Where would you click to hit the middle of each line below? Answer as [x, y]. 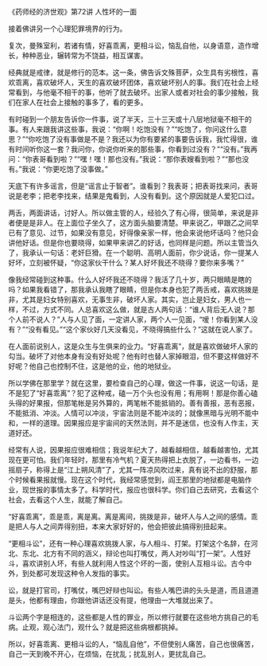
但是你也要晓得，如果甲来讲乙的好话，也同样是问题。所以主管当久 [151, 243]
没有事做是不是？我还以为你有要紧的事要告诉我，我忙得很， [154, 139]
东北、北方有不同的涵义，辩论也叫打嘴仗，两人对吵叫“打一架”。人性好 [137, 553]
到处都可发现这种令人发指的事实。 [77, 573]
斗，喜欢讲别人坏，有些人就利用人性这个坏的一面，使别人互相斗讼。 [120, 563]
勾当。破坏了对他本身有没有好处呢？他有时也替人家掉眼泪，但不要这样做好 [130, 356]
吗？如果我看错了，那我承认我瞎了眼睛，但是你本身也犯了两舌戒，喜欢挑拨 [130, 290]
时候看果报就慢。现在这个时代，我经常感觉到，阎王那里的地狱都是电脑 [130, 480]
